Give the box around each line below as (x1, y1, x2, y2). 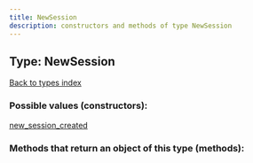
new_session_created (9, 120, 89, 130)
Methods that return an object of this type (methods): (9, 142, 245, 154)
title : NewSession (9, 12, 77, 22)
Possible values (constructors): (9, 99, 148, 112)
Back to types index (9, 77, 82, 89)
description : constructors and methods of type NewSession (9, 21, 233, 30)
